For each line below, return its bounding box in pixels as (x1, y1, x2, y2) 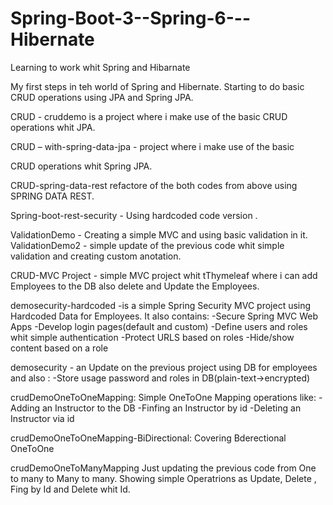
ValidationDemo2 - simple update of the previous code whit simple (10, 239, 285, 251)
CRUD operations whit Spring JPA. (10, 160, 153, 172)
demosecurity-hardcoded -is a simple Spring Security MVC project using (10, 299, 312, 311)
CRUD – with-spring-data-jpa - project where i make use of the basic (10, 140, 295, 152)
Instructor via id (10, 412, 75, 424)
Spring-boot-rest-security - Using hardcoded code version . (10, 209, 258, 221)
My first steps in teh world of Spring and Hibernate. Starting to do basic (10, 80, 305, 92)
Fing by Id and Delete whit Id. (10, 483, 131, 495)
